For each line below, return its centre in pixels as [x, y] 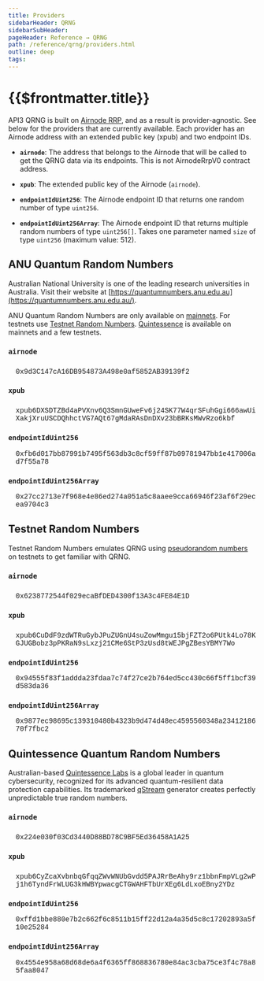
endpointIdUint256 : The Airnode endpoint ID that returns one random [132, 199]
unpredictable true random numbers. [68, 798]
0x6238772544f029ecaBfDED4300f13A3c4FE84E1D [102, 596]
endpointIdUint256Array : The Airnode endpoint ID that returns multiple [134, 223]
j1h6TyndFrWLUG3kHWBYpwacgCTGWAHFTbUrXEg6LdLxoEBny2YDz [125, 884]
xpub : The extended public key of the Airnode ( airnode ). [110, 184]
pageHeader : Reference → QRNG [58, 37]
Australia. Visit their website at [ [60, 291]
